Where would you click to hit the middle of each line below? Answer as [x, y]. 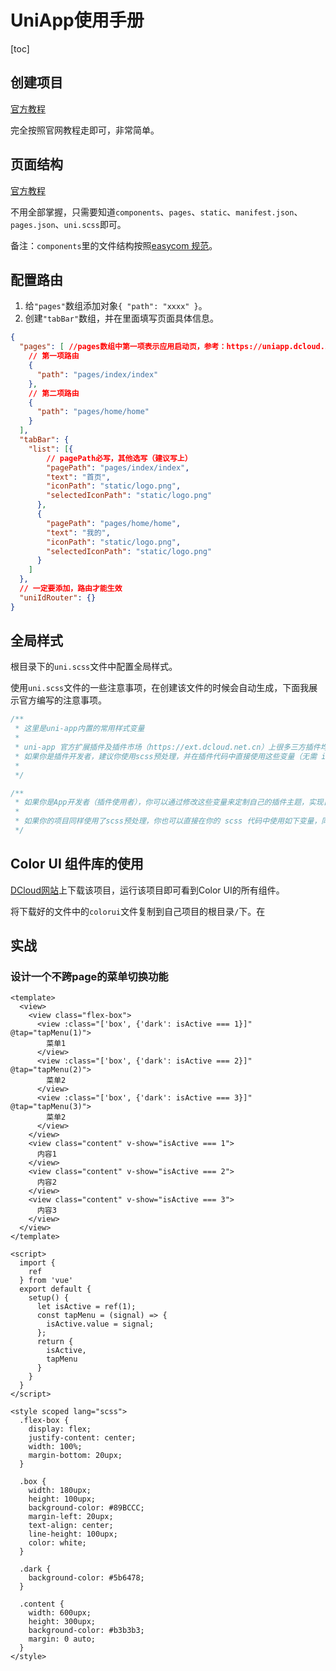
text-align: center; [71, 1526]
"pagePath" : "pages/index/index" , [118, 467]
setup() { [49, 1298]
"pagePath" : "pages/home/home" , [114, 523]
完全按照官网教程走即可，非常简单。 [85, 130]
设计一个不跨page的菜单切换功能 [89, 977]
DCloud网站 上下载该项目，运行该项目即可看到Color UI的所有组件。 [147, 890]
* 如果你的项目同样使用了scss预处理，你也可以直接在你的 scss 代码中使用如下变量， [168, 821]
